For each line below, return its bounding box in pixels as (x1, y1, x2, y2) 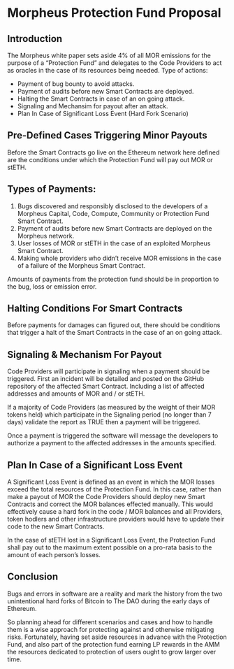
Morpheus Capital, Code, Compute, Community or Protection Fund (17, 209, 210, 217)
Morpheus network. (17, 231, 75, 240)
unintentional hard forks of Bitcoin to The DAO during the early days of (7, 596, 210, 605)
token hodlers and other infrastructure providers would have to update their (7, 515, 225, 524)
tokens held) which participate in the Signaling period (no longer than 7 (7, 410, 212, 419)
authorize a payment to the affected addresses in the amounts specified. (7, 439, 217, 447)
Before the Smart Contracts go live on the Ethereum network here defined (7, 148, 220, 157)
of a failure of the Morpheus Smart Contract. (17, 261, 146, 270)
